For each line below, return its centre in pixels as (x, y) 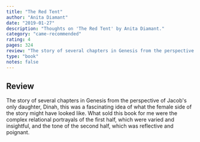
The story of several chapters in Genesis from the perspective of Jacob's (96, 101)
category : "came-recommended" (44, 34)
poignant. (18, 132)
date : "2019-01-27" (31, 23)
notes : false (22, 62)
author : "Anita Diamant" (37, 17)
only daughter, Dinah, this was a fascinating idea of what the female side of (99, 107)
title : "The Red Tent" (34, 12)
